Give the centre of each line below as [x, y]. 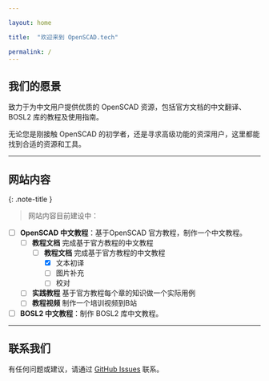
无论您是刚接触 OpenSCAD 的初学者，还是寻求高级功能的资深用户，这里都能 [134, 134]
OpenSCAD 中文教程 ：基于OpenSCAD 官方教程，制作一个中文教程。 [133, 233]
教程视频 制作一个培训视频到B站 [84, 303]
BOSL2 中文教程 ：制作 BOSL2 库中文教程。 [91, 313]
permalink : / [30, 52]
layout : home [30, 22]
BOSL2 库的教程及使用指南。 [56, 117]
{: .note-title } [30, 199]
